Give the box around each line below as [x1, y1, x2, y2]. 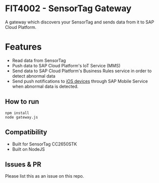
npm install [5, 110, 29, 115]
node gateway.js [5, 115, 38, 120]
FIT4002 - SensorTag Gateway [5, 3, 132, 14]
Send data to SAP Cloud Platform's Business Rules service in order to [12, 68, 152, 74]
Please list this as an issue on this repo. [5, 173, 84, 179]
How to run [5, 98, 40, 106]
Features [5, 41, 42, 53]
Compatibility [5, 128, 47, 137]
